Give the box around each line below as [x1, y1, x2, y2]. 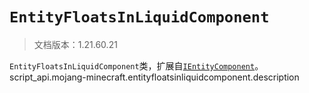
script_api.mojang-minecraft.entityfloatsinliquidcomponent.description [9, 71, 300, 83]
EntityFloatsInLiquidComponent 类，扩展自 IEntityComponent [9, 59, 256, 72]
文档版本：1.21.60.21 [33, 38, 118, 50]
